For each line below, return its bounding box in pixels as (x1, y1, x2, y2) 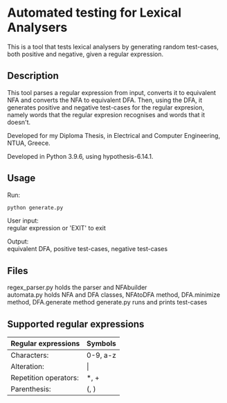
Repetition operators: (10, 373, 80, 383)
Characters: (10, 350, 49, 360)
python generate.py (7, 204, 64, 211)
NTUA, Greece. (7, 139, 51, 147)
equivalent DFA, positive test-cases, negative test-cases (7, 245, 168, 253)
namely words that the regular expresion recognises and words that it (7, 110, 206, 119)
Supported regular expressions (7, 318, 145, 330)
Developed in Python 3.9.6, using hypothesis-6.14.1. (7, 152, 154, 160)
